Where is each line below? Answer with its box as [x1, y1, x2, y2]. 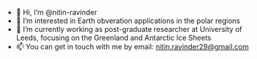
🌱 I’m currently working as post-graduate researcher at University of [15, 25, 243, 33]
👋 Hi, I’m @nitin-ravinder [15, 8, 98, 17]
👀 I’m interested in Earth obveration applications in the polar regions [15, 16, 241, 26]
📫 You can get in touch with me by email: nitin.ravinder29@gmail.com [15, 42, 249, 51]
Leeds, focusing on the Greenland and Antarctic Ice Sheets [15, 33, 211, 42]
